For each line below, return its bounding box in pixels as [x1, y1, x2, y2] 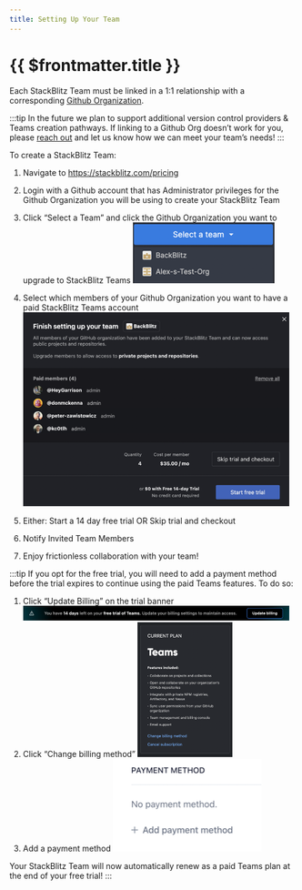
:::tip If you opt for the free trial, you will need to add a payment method [9, 568, 277, 579]
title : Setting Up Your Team [9, 15, 120, 24]
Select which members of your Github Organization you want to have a [22, 292, 288, 303]
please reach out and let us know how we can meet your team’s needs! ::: [9, 132, 285, 143]
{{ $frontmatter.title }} [9, 55, 181, 76]
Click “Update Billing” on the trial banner [22, 595, 175, 606]
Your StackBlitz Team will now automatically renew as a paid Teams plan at [9, 860, 291, 871]
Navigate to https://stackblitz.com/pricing [22, 167, 179, 177]
